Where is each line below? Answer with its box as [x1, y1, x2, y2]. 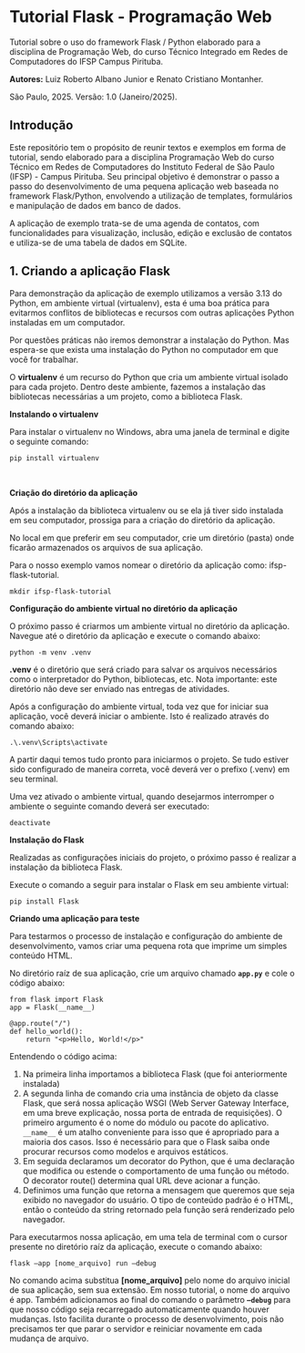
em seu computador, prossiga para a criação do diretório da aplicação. [9, 514, 276, 525]
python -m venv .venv [9, 647, 92, 657]
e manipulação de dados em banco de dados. [9, 200, 181, 211]
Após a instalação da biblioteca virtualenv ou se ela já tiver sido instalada [9, 504, 284, 516]
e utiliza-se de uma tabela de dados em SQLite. [9, 237, 188, 248]
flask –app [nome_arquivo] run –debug [9, 1258, 157, 1268]
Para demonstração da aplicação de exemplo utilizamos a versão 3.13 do [9, 287, 282, 298]
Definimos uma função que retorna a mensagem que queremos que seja [22, 1184, 295, 1195]
